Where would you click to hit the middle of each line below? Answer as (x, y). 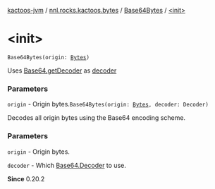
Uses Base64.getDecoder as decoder (62, 71)
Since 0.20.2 (26, 178)
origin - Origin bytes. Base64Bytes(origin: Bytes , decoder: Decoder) (108, 104)
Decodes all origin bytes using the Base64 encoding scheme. (96, 118)
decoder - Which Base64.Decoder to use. (67, 165)
